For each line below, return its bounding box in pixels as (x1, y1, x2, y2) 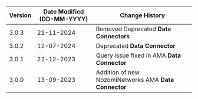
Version (9, 11, 32, 19)
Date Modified (43, 8, 84, 15)
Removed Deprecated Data (95, 25, 171, 33)
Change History (120, 11, 165, 19)
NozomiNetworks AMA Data (95, 76, 174, 84)
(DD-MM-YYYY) (39, 15, 88, 23)
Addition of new (95, 68, 140, 76)
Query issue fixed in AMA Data (95, 51, 181, 60)
